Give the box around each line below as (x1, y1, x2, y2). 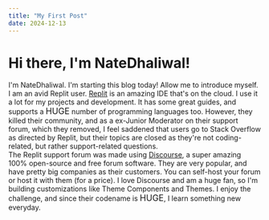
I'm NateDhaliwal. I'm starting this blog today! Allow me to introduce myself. (8, 80, 259, 90)
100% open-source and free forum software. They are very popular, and (8, 158, 247, 169)
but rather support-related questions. (35, 141, 158, 151)
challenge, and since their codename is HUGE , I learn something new (8, 193, 242, 204)
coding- (215, 133, 243, 143)
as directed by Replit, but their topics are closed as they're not (8, 133, 214, 143)
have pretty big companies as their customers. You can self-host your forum (8, 167, 261, 177)
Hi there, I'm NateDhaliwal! (8, 54, 191, 72)
